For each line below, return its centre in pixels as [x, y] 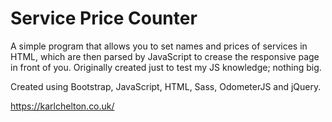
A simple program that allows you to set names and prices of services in [159, 46]
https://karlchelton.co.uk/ [62, 106]
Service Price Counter [104, 18]
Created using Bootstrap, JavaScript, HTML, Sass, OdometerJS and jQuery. [166, 86]
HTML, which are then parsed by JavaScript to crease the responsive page [165, 56]
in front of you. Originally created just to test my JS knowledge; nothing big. [166, 67]
